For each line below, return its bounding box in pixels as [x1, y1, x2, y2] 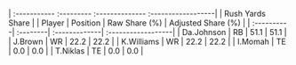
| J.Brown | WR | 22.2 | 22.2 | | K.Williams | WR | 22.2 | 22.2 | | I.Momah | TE [8, 36, 286, 47]
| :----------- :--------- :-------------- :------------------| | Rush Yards [8, 9, 266, 18]
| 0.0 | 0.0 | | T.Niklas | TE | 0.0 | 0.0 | [8, 46, 144, 56]
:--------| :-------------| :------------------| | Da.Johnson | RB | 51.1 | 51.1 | [16, 27, 288, 37]
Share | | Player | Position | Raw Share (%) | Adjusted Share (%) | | [8, 18, 251, 28]
